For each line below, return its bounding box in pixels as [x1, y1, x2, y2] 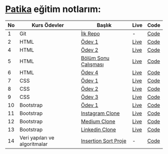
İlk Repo [80, 30, 100, 37]
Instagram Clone [80, 109, 120, 116]
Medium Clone [80, 118, 115, 125]
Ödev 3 [80, 93, 98, 100]
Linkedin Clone [80, 126, 116, 133]
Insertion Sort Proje [80, 137, 126, 144]
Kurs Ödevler [31, 22, 64, 29]
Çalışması [80, 61, 104, 68]
